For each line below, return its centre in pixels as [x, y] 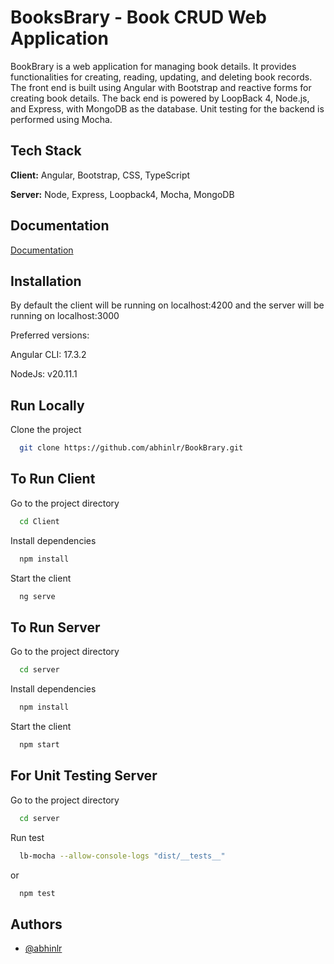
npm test [37, 893]
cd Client [39, 521]
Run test [27, 837]
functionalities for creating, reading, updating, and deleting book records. [161, 77]
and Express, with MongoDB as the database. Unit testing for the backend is [167, 108]
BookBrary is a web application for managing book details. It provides [153, 66]
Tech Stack [46, 151]
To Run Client [53, 479]
